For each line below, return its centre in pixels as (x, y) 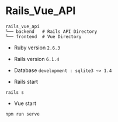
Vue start (25, 103)
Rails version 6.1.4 (37, 59)
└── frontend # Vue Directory (44, 36)
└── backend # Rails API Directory (51, 31)
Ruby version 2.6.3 (37, 48)
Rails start (26, 82)
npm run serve (23, 114)
